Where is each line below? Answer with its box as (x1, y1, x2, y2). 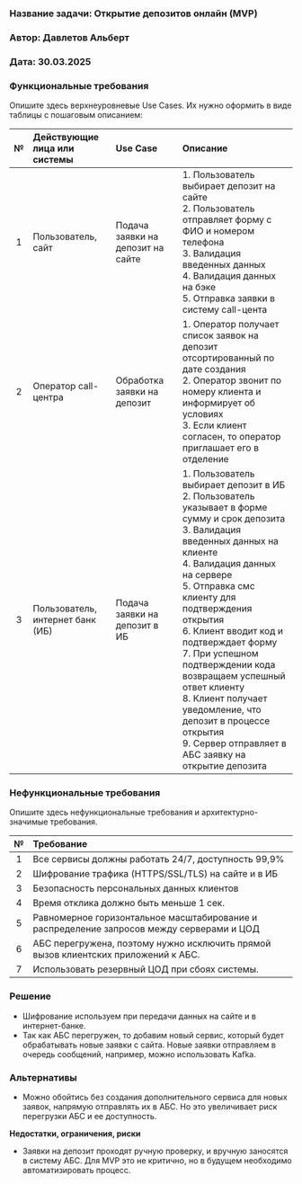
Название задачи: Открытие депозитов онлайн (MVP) (9, 7, 258, 20)
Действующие (32, 131, 100, 144)
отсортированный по (182, 352, 275, 364)
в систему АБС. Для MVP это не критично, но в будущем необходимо (22, 1154, 292, 1166)
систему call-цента (182, 304, 268, 316)
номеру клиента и (182, 386, 262, 398)
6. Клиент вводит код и (182, 625, 284, 637)
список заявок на (182, 329, 259, 342)
